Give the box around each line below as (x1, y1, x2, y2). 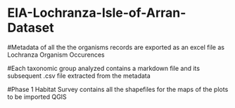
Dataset (7, 20, 54, 36)
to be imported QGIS (7, 93, 67, 101)
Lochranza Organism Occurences (7, 50, 105, 59)
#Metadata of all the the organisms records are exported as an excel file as (7, 43, 225, 51)
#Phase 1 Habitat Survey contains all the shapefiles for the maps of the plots (7, 85, 229, 93)
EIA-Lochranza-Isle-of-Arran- (7, 5, 186, 21)
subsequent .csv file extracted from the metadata (7, 72, 151, 80)
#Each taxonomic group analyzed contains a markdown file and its (7, 64, 201, 72)
